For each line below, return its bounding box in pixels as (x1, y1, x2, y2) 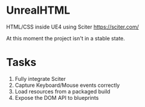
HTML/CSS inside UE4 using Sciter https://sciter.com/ (6, 23, 139, 30)
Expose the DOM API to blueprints (14, 94, 99, 101)
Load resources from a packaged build (14, 87, 110, 95)
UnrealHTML (6, 4, 70, 17)
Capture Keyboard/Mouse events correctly (14, 81, 121, 89)
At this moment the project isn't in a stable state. (6, 34, 125, 42)
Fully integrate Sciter (14, 75, 66, 82)
